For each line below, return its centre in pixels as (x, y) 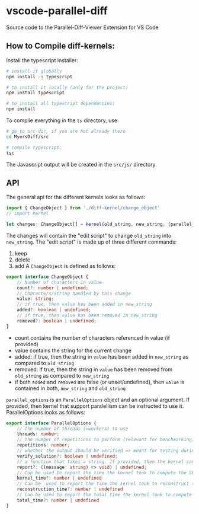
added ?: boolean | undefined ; (54, 310)
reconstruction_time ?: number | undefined (70, 489)
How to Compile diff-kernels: (61, 46)
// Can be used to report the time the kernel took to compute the (102, 473)
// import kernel (28, 214)
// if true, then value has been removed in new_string (87, 315)
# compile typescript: (34, 147)
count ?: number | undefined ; (53, 288)
